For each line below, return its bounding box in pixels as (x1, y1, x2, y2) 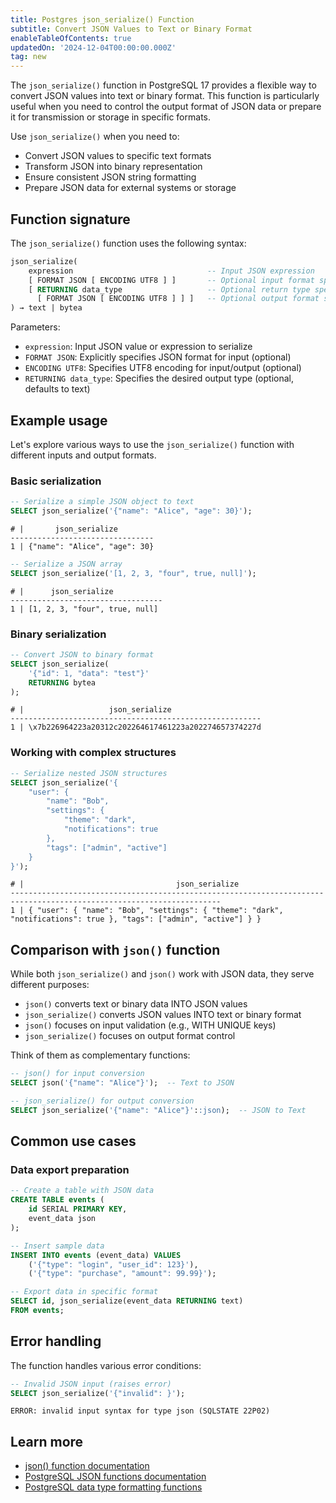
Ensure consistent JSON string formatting (24, 171, 197, 183)
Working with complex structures (10, 746, 177, 760)
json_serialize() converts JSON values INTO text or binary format (24, 1009, 302, 1021)
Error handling (10, 1333, 102, 1350)
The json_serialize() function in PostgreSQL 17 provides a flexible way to (10, 79, 317, 91)
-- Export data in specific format (10, 1287, 159, 1297)
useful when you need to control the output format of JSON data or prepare (10, 101, 322, 113)
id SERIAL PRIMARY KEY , (28, 1204, 128, 1215)
